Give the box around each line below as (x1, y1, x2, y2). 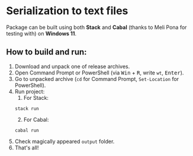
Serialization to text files (6, 4, 128, 18)
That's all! (14, 144, 39, 151)
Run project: (14, 87, 45, 95)
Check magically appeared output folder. (14, 138, 115, 145)
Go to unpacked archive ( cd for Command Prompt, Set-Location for (14, 75, 179, 82)
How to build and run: (6, 47, 87, 57)
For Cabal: (23, 116, 49, 123)
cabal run (14, 127, 40, 134)
